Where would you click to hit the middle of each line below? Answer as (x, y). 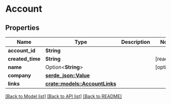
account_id (22, 50)
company (20, 75)
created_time (24, 59)
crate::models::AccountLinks (81, 84)
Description (136, 42)
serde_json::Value (68, 75)
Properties (22, 28)
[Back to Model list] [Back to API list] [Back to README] (64, 96)
